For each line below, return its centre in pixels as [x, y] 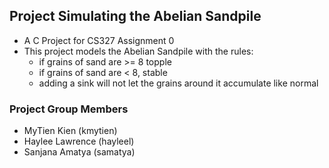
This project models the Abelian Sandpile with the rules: [138, 51]
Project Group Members [69, 109]
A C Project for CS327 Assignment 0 [99, 40]
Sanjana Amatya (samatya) [79, 152]
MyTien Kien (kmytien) [70, 131]
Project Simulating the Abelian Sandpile [135, 16]
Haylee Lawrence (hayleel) [79, 141]
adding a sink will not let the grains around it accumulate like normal [178, 83]
